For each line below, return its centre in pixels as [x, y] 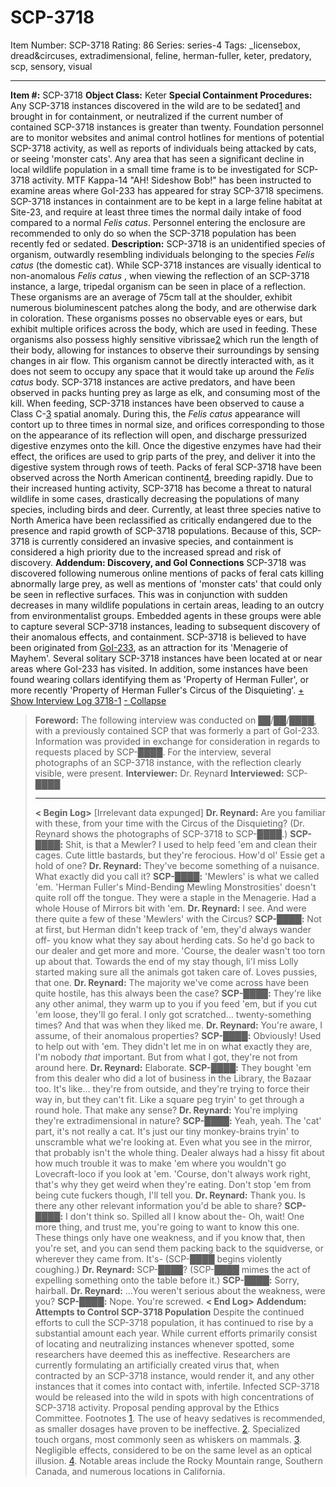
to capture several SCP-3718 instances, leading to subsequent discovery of [165, 626]
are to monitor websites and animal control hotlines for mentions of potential [167, 137]
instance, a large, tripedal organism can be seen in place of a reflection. [158, 286]
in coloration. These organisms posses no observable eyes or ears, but [156, 318]
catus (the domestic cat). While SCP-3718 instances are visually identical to [166, 265]
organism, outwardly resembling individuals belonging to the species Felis [162, 254]
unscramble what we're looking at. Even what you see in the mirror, [173, 1142]
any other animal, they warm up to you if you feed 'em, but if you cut [176, 1003]
